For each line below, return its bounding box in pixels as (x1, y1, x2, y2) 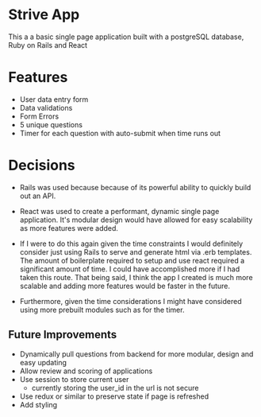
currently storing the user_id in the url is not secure (31, 383, 199, 392)
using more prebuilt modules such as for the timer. (19, 305, 185, 314)
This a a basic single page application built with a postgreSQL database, (8, 32, 244, 41)
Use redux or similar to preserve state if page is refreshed (19, 392, 209, 401)
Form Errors (19, 111, 59, 121)
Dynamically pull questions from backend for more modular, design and (19, 349, 254, 359)
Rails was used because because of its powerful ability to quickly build (19, 182, 251, 192)
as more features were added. (19, 223, 119, 232)
